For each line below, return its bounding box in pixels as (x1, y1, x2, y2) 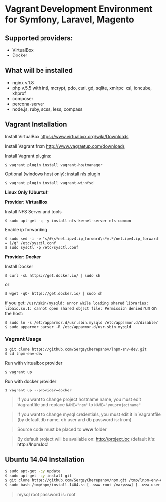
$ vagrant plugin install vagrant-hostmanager (5, 162, 103, 167)
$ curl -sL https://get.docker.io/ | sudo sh (5, 273, 100, 278)
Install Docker (5, 263, 33, 269)
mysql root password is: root (17, 492, 76, 498)
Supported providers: (5, 34, 73, 42)
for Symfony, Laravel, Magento (5, 14, 134, 25)
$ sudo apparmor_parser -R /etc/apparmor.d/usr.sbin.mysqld (5, 324, 132, 329)
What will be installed (5, 66, 73, 75)
